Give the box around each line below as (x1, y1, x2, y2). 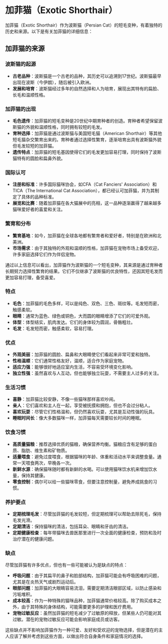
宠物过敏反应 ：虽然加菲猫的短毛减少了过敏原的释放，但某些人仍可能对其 (12, 610, 161, 616)
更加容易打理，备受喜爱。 (5, 274, 58, 280)
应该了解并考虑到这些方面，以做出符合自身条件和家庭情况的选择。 (9, 633, 145, 639)
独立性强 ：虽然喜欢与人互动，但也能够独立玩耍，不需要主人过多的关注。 (12, 370, 161, 376)
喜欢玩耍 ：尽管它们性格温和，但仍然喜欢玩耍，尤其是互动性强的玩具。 (12, 409, 157, 415)
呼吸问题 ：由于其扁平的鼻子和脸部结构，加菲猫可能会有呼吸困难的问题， (12, 572, 161, 578)
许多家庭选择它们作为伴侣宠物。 (12, 251, 78, 257)
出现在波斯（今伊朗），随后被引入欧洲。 (12, 79, 94, 85)
